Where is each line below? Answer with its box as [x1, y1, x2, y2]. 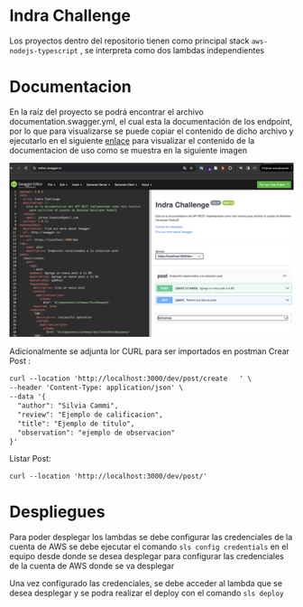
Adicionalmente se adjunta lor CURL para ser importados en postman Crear [9, 345, 290, 357]
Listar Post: [9, 453, 51, 463]
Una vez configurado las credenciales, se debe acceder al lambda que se [9, 577, 282, 588]
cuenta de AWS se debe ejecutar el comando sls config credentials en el [9, 541, 289, 552]
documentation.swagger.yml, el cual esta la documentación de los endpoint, [9, 116, 293, 126]
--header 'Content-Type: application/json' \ [9, 383, 183, 392]
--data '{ [9, 392, 47, 401]
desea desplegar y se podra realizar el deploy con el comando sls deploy [9, 587, 284, 598]
